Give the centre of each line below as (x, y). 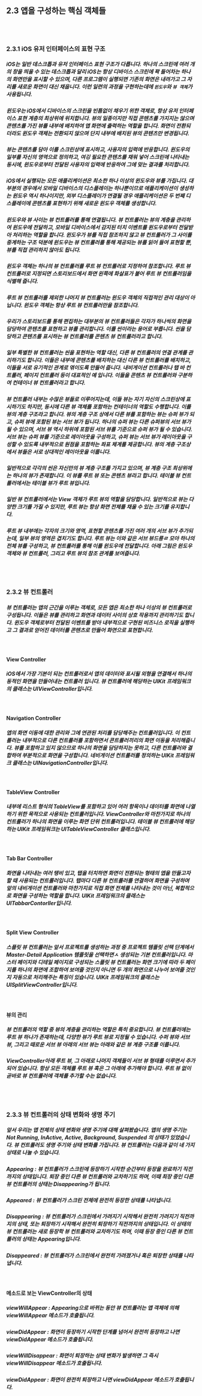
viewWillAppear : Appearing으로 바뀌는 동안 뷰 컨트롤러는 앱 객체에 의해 (93, 1308)
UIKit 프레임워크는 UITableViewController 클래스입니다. (84, 829)
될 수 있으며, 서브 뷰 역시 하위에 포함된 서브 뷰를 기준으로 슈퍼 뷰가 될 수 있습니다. (100, 429)
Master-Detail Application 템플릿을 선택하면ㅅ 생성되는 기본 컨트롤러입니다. (97, 954)
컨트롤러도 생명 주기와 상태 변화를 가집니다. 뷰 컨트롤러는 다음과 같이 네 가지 (107, 1145)
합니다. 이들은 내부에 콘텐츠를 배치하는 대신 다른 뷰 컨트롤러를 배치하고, (109, 360)
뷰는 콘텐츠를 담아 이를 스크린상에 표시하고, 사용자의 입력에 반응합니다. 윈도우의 (98, 150)
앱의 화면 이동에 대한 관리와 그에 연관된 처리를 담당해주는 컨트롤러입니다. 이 (93, 732)
